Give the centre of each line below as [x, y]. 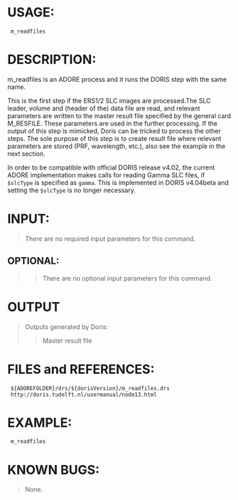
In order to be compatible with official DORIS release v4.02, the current [111, 167]
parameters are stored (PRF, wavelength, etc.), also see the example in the [117, 146]
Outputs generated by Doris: [66, 327]
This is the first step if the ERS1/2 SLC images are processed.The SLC [109, 100]
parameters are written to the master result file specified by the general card [119, 115]
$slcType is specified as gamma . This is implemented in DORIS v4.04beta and [118, 182]
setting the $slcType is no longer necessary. [72, 190]
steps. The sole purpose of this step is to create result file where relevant [114, 138]
